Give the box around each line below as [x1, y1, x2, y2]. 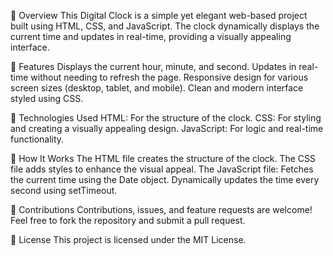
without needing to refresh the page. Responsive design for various [30, 71, 309, 83]
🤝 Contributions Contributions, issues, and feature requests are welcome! [10, 204, 313, 215]
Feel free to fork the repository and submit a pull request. [10, 215, 246, 226]
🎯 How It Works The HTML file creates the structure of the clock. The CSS [10, 153, 317, 164]
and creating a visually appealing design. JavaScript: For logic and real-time [10, 123, 324, 134]
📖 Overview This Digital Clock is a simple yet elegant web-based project [10, 10, 308, 21]
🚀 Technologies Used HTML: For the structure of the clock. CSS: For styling [10, 112, 322, 124]
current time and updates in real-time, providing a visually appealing [10, 31, 292, 42]
